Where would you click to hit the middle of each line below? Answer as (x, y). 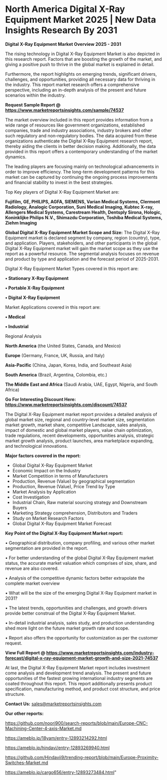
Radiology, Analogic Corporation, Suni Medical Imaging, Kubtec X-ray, (80, 207)
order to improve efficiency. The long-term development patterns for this (80, 172)
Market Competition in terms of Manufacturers (60, 476)
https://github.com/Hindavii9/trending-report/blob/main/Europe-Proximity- (82, 757)
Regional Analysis (23, 336)
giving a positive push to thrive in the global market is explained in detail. (80, 64)
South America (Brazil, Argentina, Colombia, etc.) (56, 375)
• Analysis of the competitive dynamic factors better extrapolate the (75, 578)
